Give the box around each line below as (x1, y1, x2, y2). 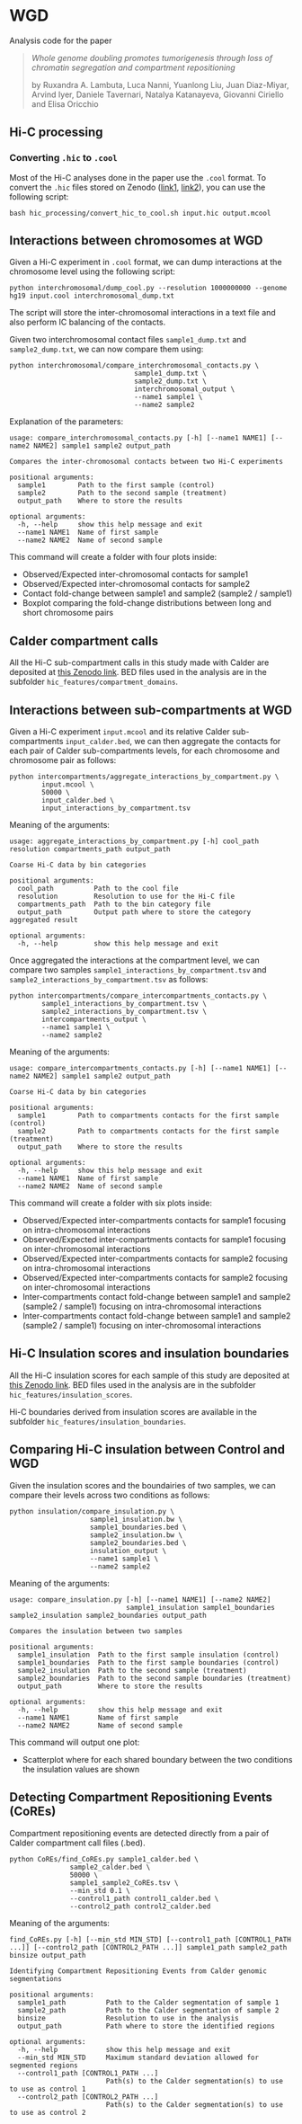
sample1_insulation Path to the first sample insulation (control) (17, 1650, 280, 1659)
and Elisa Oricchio (31, 98, 99, 109)
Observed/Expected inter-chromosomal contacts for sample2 (22, 579, 250, 590)
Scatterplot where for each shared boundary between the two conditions (22, 1754, 293, 1764)
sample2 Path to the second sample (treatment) (17, 489, 227, 498)
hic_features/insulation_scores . (9, 1389, 133, 1400)
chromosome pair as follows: (9, 755, 117, 766)
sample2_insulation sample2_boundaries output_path (9, 1611, 207, 1620)
